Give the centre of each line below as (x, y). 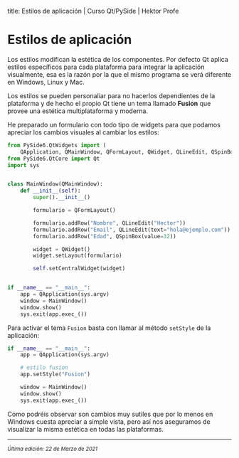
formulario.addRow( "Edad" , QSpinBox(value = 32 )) (105, 236)
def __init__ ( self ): (51, 191)
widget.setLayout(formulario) (78, 256)
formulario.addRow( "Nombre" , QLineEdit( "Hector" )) (110, 223)
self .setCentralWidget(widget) (79, 269)
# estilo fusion (44, 368)
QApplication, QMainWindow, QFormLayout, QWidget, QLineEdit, (114, 152)
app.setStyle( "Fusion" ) (55, 374)
